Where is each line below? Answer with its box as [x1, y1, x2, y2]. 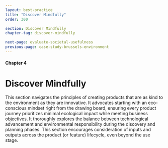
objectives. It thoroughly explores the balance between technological [5, 116, 148, 122]
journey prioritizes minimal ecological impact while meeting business [5, 111, 148, 117]
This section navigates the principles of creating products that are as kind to [5, 94, 163, 101]
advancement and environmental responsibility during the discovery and [5, 121, 155, 127]
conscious [5, 105, 27, 111]
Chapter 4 [5, 60, 27, 66]
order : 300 [5, 17, 28, 22]
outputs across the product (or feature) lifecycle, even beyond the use [5, 132, 151, 138]
